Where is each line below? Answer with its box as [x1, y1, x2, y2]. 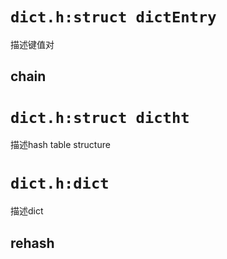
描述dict [10, 205, 44, 217]
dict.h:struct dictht [10, 108, 190, 127]
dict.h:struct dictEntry [10, 8, 217, 27]
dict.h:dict [10, 174, 110, 193]
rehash [10, 234, 55, 252]
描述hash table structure [10, 139, 111, 151]
